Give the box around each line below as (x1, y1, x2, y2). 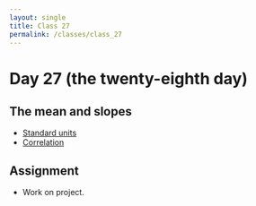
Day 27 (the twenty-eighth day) (9, 68, 249, 89)
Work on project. (22, 187, 85, 198)
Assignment (9, 163, 79, 178)
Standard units (22, 127, 77, 139)
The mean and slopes (9, 104, 133, 119)
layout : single (9, 13, 66, 22)
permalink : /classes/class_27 (9, 30, 123, 39)
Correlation (22, 137, 65, 148)
